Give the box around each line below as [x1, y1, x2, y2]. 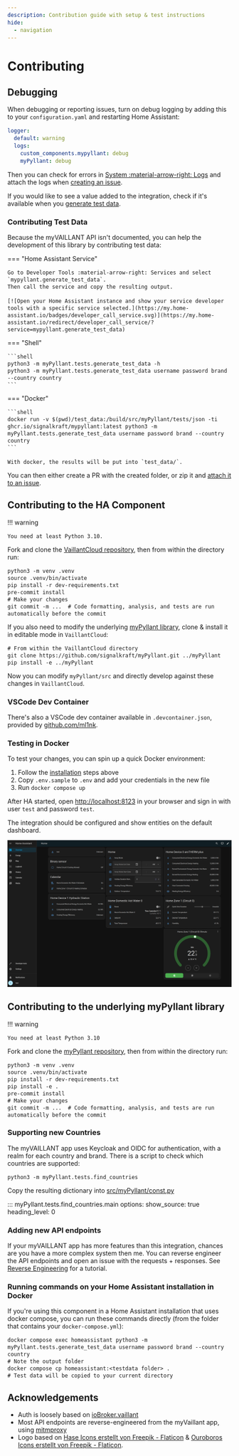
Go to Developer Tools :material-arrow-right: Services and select [7, 269, 212, 277]
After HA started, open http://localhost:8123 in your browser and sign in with [7, 797, 231, 806]
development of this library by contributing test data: [7, 241, 161, 249]
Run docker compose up [17, 784, 85, 792]
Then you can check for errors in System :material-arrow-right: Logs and [7, 170, 221, 179]
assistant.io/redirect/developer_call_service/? [7, 319, 154, 327]
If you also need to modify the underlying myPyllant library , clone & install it [7, 623, 228, 631]
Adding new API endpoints [7, 1225, 102, 1235]
